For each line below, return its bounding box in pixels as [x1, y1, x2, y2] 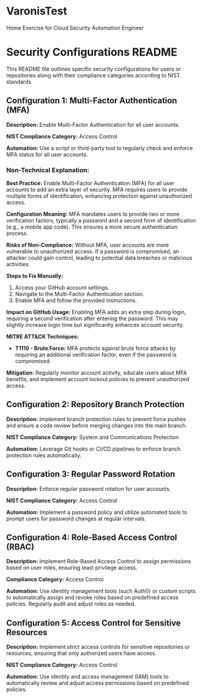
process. [6, 229, 28, 236]
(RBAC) [6, 542, 34, 552]
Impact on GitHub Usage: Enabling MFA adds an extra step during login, [6, 308, 186, 315]
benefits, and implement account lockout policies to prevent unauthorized [6, 375, 190, 382]
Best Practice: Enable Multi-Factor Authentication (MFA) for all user [6, 179, 175, 186]
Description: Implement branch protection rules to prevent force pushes [6, 415, 186, 423]
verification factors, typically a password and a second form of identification [6, 217, 196, 224]
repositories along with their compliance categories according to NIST [6, 71, 180, 79]
